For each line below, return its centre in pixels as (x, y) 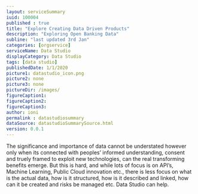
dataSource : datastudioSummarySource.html (60, 124)
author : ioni (22, 112)
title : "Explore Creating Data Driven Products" (68, 29)
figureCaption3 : (26, 107)
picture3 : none (25, 85)
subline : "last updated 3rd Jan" (48, 40)
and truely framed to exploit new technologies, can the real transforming (95, 159)
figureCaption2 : (26, 101)
